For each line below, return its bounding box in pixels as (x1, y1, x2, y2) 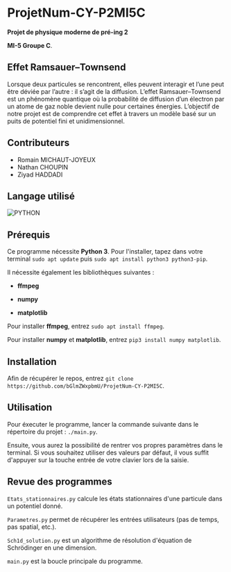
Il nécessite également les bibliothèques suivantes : (7, 268, 155, 277)
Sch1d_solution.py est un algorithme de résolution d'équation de (7, 536, 192, 544)
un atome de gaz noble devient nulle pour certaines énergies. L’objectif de (7, 102, 220, 111)
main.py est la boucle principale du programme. (7, 557, 144, 565)
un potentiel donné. (7, 502, 63, 510)
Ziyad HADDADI (17, 170, 63, 179)
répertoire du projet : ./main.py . (7, 427, 99, 436)
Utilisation (7, 402, 53, 414)
